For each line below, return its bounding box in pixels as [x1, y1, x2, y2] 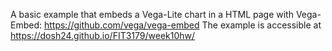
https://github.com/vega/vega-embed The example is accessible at [43, 19, 322, 31]
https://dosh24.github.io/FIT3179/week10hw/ [10, 30, 196, 41]
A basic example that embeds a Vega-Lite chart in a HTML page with [10, 9, 294, 20]
